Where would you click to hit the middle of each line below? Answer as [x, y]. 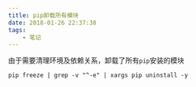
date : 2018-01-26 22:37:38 [52, 23]
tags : [17, 30]
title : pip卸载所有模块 [43, 15]
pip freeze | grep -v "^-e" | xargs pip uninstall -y [98, 75]
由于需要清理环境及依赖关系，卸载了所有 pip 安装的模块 [96, 60]
